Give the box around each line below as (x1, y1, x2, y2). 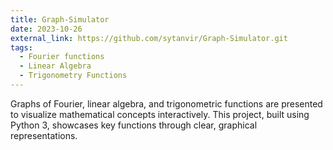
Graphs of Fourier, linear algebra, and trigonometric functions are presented (10, 97, 323, 110)
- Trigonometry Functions (19, 71, 128, 81)
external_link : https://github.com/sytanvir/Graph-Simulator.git (10, 33, 288, 43)
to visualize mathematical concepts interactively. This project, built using (10, 108, 310, 120)
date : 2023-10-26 (10, 24, 83, 34)
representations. (10, 129, 78, 141)
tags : (10, 42, 33, 53)
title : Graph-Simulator (10, 14, 110, 25)
